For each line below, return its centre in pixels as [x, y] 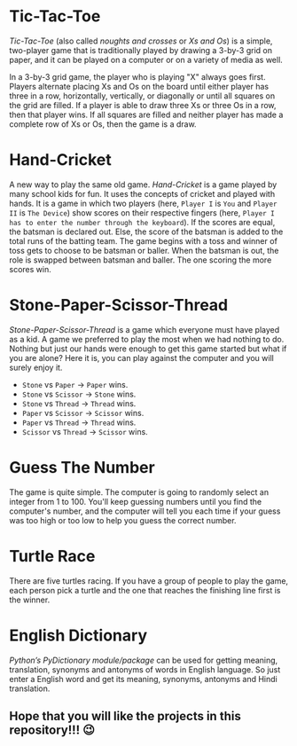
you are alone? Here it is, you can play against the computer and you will [142, 357]
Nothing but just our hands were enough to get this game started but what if [148, 349]
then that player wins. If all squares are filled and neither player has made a [146, 114]
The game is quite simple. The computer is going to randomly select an [139, 492]
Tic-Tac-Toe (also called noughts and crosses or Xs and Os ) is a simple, [141, 41]
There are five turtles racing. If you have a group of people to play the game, [149, 581]
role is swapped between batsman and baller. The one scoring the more [141, 260]
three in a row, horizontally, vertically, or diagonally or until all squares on [142, 96]
